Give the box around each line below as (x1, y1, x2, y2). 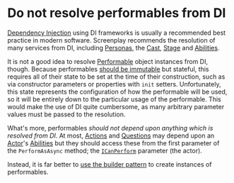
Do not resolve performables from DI (7, 5, 226, 21)
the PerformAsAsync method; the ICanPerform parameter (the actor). (7, 146, 203, 155)
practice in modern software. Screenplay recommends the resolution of (7, 35, 216, 44)
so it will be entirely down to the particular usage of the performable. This (7, 94, 221, 104)
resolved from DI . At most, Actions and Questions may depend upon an (7, 131, 215, 140)
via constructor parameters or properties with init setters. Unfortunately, (7, 79, 221, 88)
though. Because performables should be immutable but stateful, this (7, 65, 209, 73)
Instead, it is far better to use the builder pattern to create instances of (7, 160, 212, 168)
